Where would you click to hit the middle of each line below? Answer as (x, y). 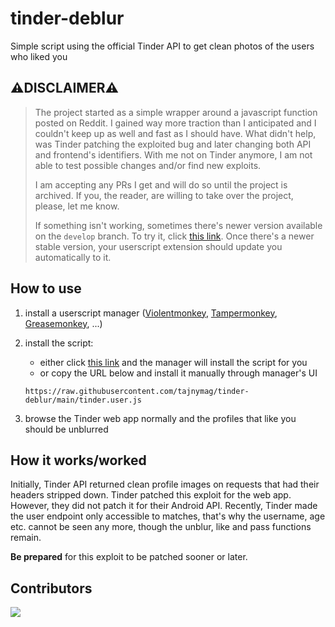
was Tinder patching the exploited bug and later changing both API (173, 144)
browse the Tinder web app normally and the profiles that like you (160, 418)
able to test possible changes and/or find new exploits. (148, 165)
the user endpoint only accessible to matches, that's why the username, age (168, 516)
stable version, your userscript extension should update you (158, 246)
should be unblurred (66, 429)
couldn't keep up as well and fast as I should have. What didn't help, (175, 133)
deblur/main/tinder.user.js (83, 400)
